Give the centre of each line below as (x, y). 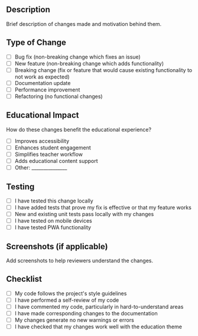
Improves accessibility (42, 141)
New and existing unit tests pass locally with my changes (84, 214)
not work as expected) (42, 77)
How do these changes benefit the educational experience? (79, 129)
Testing (20, 186)
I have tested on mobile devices (53, 221)
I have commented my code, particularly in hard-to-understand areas (99, 307)
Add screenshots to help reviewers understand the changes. (80, 261)
